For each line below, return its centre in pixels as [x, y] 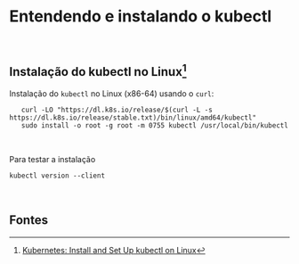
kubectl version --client [57, 176]
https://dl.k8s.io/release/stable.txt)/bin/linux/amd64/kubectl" [133, 118]
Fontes [29, 220]
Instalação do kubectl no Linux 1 [98, 70]
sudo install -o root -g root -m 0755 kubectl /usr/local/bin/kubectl [155, 125]
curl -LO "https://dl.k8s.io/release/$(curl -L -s [117, 110]
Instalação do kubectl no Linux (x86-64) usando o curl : [112, 93]
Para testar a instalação [53, 159]
